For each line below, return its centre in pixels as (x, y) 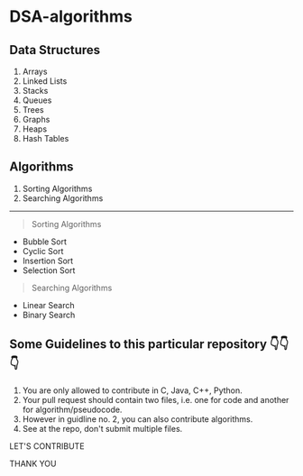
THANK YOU (33, 463)
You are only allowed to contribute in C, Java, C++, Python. (133, 390)
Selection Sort (49, 270)
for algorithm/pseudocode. (72, 409)
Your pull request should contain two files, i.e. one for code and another (156, 399)
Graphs (36, 119)
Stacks (35, 91)
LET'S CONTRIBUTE (47, 446)
